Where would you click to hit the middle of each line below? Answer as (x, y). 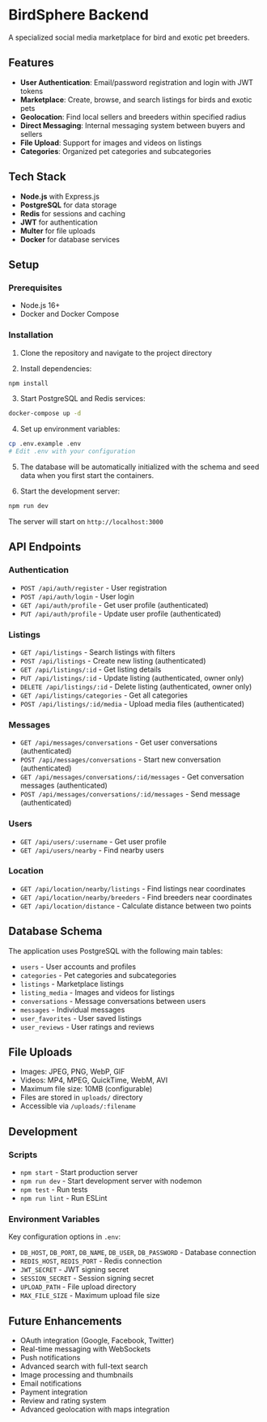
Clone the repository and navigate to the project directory (116, 352)
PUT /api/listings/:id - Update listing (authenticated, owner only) (132, 677)
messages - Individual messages (72, 1010)
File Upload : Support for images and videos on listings (111, 143)
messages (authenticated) (64, 786)
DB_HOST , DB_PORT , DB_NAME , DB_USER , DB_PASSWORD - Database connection (138, 1253)
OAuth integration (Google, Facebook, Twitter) (97, 1341)
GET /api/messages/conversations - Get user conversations (119, 742)
